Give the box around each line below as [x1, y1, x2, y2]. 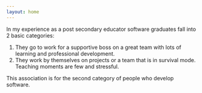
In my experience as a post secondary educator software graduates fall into [6, 25, 197, 33]
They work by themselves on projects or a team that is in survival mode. [15, 56, 196, 63]
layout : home [6, 8, 40, 15]
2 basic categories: [6, 31, 55, 39]
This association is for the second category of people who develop [6, 74, 174, 82]
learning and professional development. [15, 50, 115, 57]
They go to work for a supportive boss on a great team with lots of [15, 43, 181, 51]
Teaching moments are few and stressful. [15, 63, 120, 70]
